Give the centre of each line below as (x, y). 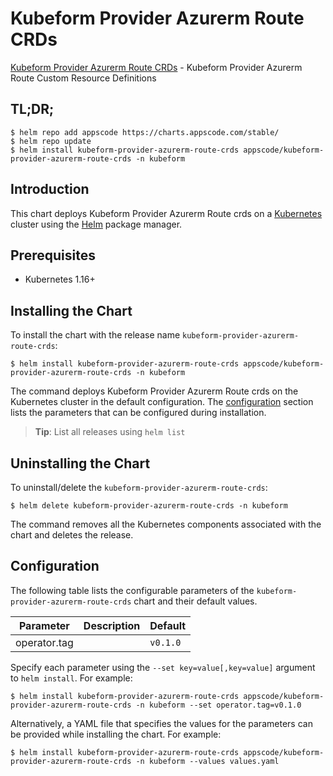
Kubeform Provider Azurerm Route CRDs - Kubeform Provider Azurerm (156, 67)
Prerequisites (53, 255)
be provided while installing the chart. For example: (116, 734)
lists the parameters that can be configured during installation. (138, 413)
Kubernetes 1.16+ (60, 279)
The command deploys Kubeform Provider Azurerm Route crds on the (154, 391)
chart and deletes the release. (72, 535)
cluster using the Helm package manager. (96, 224)
